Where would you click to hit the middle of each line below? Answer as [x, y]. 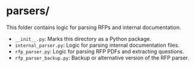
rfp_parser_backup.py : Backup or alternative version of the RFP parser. [102, 58]
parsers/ [28, 11]
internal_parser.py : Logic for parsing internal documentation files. [97, 45]
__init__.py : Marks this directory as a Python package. [83, 39]
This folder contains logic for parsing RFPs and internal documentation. [94, 27]
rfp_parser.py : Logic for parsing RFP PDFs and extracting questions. [99, 51]
